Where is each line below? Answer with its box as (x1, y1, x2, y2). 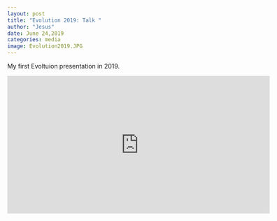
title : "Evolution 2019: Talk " (7, 17, 101, 24)
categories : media (7, 36, 61, 43)
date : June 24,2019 (7, 29, 64, 37)
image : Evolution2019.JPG (7, 43, 83, 50)
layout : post (7, 10, 45, 17)
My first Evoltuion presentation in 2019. (7, 62, 120, 70)
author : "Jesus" (7, 23, 55, 30)
